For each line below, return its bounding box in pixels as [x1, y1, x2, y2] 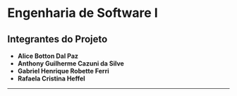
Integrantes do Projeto [7, 33, 108, 45]
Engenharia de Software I [7, 5, 159, 21]
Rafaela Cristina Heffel [17, 74, 86, 83]
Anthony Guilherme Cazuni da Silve [17, 59, 125, 68]
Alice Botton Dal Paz [17, 52, 79, 60]
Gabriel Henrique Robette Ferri [17, 67, 109, 75]
